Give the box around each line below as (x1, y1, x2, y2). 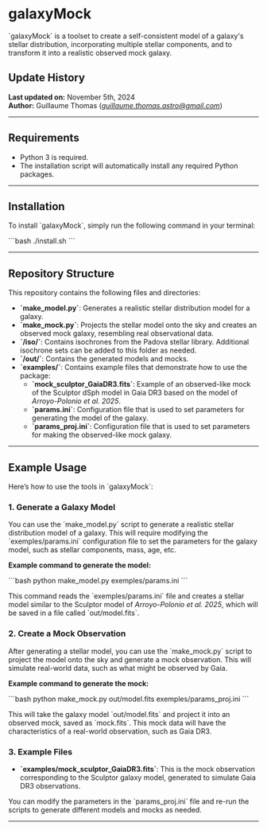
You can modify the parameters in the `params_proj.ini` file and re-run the (8, 797, 250, 806)
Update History (8, 71, 86, 84)
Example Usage (8, 461, 87, 474)
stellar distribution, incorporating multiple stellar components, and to (8, 39, 233, 49)
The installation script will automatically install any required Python (19, 161, 238, 170)
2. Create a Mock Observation (8, 628, 126, 639)
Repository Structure (8, 267, 115, 280)
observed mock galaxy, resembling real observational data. (19, 329, 215, 338)
